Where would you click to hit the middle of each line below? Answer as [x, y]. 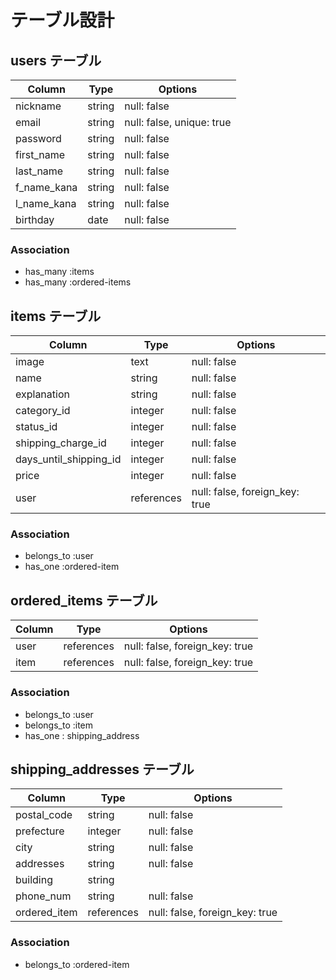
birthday [35, 219]
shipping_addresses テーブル [102, 769]
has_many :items [59, 272]
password [38, 138]
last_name [39, 171]
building [34, 880]
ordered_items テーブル [84, 600]
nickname [38, 106]
